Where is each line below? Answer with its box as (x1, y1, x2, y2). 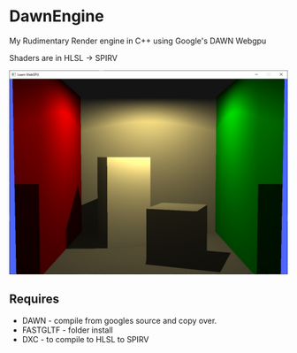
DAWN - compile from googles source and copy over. (21, 315, 217, 326)
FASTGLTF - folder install (21, 325, 113, 335)
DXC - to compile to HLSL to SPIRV (21, 334, 149, 344)
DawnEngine (9, 6, 104, 27)
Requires (9, 292, 60, 307)
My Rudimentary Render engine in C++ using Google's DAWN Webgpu (9, 35, 267, 46)
